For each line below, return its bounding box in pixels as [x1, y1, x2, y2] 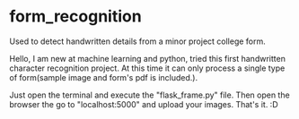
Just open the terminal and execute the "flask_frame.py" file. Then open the [9, 89, 290, 100]
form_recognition [9, 6, 142, 27]
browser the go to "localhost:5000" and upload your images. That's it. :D [9, 98, 278, 109]
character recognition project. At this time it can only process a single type [9, 63, 286, 73]
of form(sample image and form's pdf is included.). [9, 72, 198, 82]
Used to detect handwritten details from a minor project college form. [9, 36, 267, 47]
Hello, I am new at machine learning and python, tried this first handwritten [9, 53, 286, 64]
